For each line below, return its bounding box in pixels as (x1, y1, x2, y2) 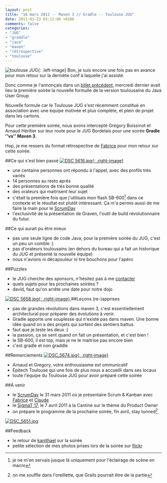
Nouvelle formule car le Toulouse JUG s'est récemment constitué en (5, 103, 145, 109)
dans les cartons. (5, 113, 41, 119)
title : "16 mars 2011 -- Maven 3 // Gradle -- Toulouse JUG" (5, 12, 135, 17)
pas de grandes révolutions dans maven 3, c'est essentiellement (12, 306, 144, 312)
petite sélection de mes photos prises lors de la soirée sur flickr (12, 443, 143, 449)
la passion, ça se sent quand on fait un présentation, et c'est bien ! (12, 332, 149, 338)
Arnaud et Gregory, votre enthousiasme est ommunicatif (12, 362, 128, 368)
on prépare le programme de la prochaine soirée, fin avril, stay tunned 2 (12, 408, 158, 414)
